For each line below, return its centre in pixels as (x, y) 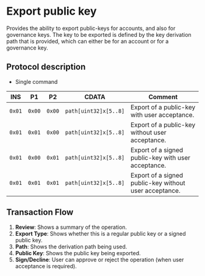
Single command (36, 81)
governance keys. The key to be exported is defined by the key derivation (99, 34)
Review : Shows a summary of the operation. (71, 227)
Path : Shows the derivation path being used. (71, 247)
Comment (163, 97)
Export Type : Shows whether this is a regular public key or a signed (100, 233)
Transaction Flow (40, 212)
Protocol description (46, 67)
